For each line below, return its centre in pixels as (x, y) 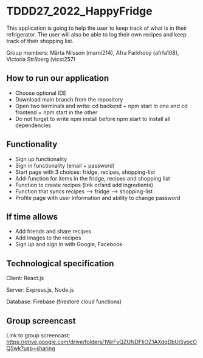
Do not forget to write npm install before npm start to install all (93, 119)
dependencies (33, 125)
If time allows (32, 217)
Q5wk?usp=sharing (31, 348)
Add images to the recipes (48, 238)
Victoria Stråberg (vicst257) (41, 59)
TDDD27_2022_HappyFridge (80, 11)
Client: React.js (25, 278)
